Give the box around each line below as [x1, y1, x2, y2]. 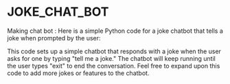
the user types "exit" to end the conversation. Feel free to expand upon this [7, 61, 220, 70]
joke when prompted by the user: [7, 33, 101, 42]
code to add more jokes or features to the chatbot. [7, 69, 150, 77]
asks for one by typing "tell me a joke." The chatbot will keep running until [7, 54, 216, 62]
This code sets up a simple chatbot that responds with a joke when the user [7, 47, 222, 55]
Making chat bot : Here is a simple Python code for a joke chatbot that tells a [7, 27, 223, 35]
